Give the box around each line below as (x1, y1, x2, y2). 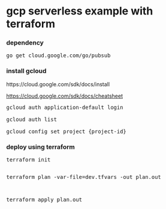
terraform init (6, 157, 51, 163)
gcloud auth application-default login (6, 104, 123, 111)
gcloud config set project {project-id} (6, 128, 127, 135)
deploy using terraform (6, 143, 75, 151)
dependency (6, 39, 44, 47)
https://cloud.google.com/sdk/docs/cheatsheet (6, 92, 123, 99)
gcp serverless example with (6, 4, 153, 18)
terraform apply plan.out (6, 196, 83, 203)
